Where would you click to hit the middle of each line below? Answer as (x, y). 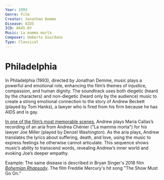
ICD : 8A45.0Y (19, 28)
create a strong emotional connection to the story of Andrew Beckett (75, 101)
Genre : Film (17, 14)
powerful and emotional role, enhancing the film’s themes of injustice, (76, 85)
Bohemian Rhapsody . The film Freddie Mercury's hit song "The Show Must (82, 168)
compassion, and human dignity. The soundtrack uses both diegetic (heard (82, 91)
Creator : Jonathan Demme (31, 19)
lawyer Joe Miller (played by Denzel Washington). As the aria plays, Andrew (82, 132)
